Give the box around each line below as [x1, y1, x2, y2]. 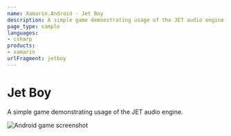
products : [7, 42, 36, 49]
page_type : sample [7, 23, 60, 30]
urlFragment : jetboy [7, 55, 67, 62]
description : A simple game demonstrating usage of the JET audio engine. [7, 17, 228, 23]
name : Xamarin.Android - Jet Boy [7, 10, 104, 17]
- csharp [7, 36, 33, 43]
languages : [7, 29, 39, 37]
